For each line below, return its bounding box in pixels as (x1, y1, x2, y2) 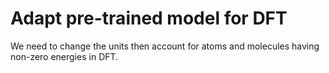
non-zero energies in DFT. (10, 50, 119, 62)
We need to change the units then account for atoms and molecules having (10, 40, 320, 52)
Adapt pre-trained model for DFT (10, 7, 288, 30)
